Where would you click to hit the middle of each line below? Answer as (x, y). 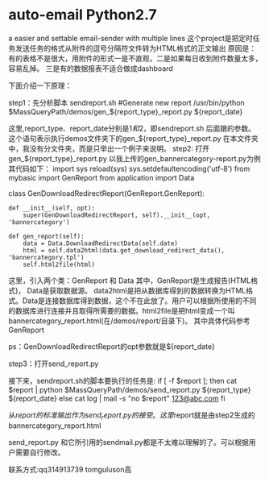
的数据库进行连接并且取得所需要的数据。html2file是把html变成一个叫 (122, 310)
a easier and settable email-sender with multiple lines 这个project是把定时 (131, 38)
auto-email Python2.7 (83, 15)
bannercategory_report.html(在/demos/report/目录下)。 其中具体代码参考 (130, 321)
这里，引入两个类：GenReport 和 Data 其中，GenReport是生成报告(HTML (130, 280)
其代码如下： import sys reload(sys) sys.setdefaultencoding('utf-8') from (129, 168)
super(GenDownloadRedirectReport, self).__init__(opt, (117, 215)
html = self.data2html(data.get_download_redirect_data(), (124, 250)
